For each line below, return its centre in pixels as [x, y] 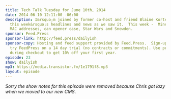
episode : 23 [18, 57]
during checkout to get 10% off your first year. [63, 53]
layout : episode [22, 72]
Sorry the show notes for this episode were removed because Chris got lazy [85, 86]
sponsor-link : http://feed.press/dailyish [51, 39]
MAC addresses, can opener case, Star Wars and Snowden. [72, 29]
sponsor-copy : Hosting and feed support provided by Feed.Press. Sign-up [86, 43]
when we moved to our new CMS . [41, 92]
